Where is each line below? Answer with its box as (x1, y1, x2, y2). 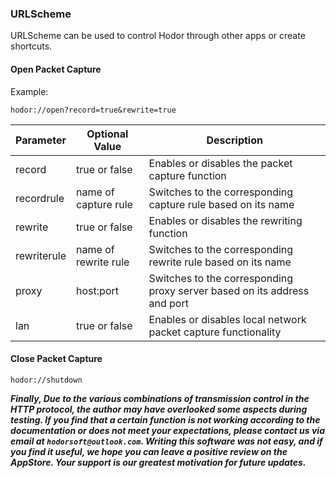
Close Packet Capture (10, 353, 103, 365)
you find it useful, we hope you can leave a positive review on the (10, 445, 288, 457)
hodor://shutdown (10, 375, 83, 385)
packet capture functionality (148, 325, 282, 339)
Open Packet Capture (10, 63, 102, 75)
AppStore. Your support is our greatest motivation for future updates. (10, 456, 307, 468)
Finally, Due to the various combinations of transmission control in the (10, 392, 310, 404)
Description (206, 133, 263, 147)
